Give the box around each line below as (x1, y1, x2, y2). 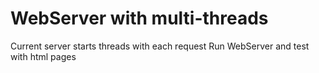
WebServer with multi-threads (10, 7, 269, 30)
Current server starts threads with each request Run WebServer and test (10, 40, 310, 52)
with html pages (10, 50, 77, 62)
